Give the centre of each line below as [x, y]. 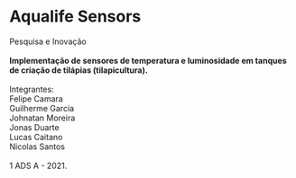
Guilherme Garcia [42, 108]
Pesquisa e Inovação [48, 41]
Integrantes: [32, 89]
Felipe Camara [36, 98]
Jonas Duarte [35, 127]
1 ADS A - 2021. [38, 165]
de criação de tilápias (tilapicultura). [79, 70]
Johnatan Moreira [42, 118]
